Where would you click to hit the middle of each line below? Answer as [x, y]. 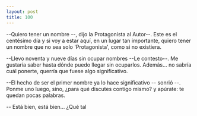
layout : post [22, 12]
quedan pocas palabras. [36, 95]
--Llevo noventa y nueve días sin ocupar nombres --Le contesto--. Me [92, 58]
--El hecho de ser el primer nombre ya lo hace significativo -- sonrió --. [93, 82]
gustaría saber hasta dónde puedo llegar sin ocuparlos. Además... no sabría [99, 65]
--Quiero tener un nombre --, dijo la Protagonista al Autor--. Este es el [92, 34]
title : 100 [20, 17]
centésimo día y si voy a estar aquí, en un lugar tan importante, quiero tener [99, 40]
